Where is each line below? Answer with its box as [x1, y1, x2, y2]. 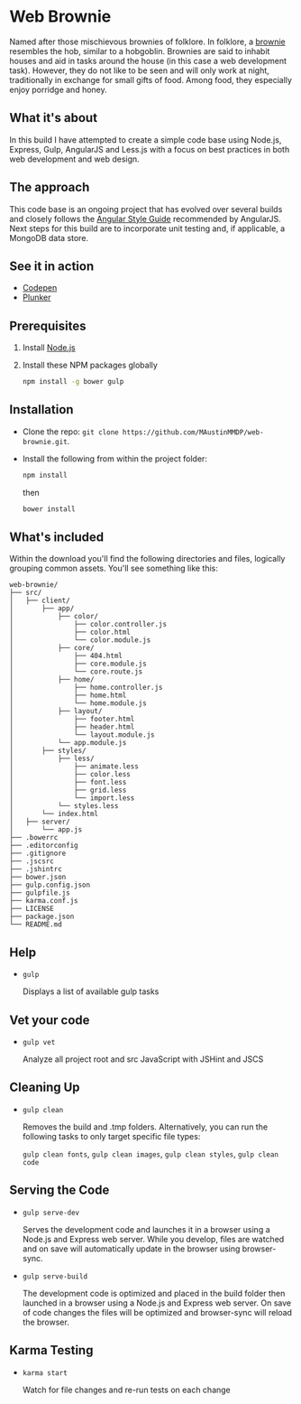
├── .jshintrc [9, 865, 63, 874]
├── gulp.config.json [9, 880, 91, 890]
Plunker [22, 292, 51, 303]
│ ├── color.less [9, 770, 131, 779]
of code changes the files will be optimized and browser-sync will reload [22, 1306, 293, 1317]
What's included [9, 530, 105, 545]
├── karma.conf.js [9, 897, 78, 906]
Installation [9, 402, 74, 417]
